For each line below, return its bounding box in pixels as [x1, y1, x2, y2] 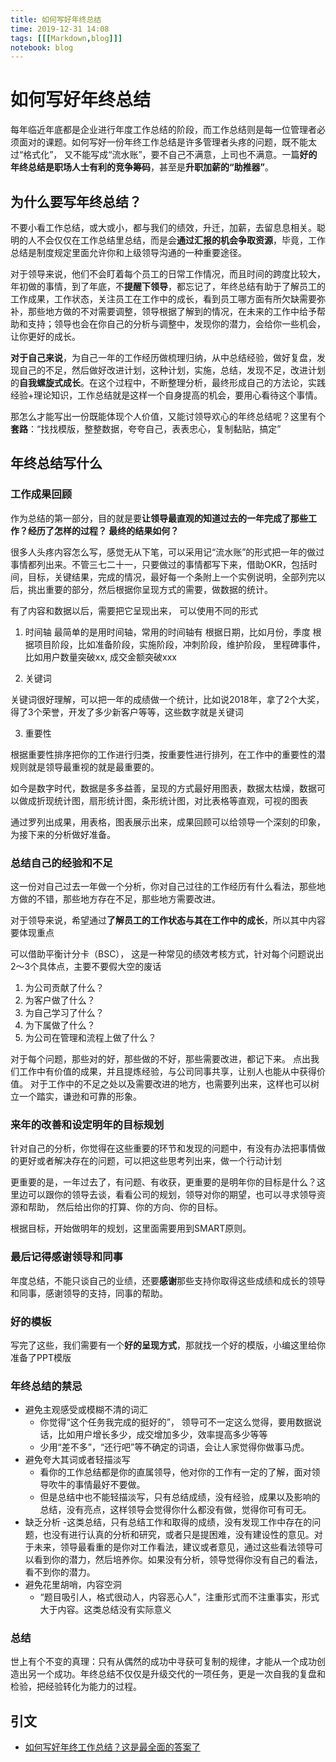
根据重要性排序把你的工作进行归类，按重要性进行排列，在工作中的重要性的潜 [10, 748, 326, 760]
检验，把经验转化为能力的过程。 [10, 1681, 142, 1693]
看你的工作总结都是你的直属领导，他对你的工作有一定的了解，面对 [39, 1466, 312, 1478]
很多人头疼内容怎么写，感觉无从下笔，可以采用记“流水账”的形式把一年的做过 [10, 546, 325, 558]
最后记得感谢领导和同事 [10, 1250, 123, 1264]
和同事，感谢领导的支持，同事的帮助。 [10, 1287, 168, 1299]
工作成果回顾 [10, 487, 73, 501]
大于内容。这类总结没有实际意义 [39, 1604, 172, 1616]
